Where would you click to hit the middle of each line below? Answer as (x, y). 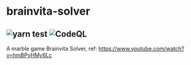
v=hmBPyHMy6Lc (29, 55)
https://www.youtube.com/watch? (141, 48)
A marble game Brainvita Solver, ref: (52, 48)
